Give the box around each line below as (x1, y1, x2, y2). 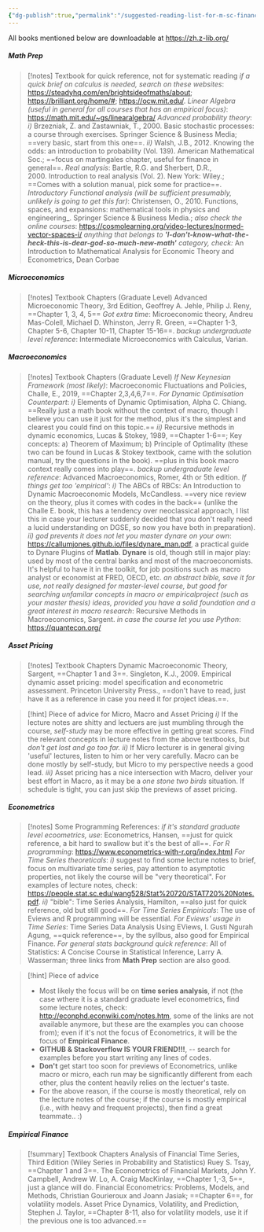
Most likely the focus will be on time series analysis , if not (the (38, 986, 244, 995)
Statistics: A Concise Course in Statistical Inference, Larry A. (27, 947, 224, 957)
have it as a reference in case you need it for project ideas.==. (27, 693, 229, 704)
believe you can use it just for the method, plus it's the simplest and (27, 414, 246, 423)
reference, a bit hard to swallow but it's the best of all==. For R (27, 839, 230, 848)
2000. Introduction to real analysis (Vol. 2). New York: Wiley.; (27, 171, 225, 181)
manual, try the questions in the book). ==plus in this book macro (27, 455, 240, 465)
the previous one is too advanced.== (27, 1216, 147, 1226)
